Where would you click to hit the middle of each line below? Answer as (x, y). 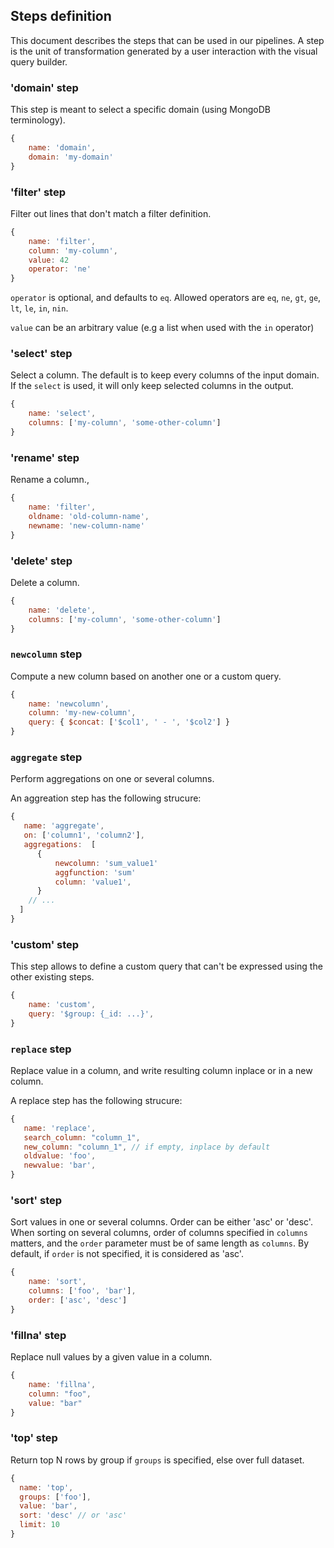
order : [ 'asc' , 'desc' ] (78, 1300)
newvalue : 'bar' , (60, 1165)
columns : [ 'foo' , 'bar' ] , (82, 1291)
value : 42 (49, 260)
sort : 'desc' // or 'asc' (73, 1515)
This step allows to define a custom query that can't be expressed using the (166, 966)
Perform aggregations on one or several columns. (112, 779)
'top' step (34, 1438)
